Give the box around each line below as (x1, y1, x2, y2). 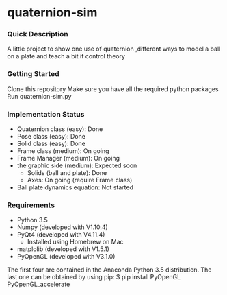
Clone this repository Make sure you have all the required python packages (7, 84, 219, 93)
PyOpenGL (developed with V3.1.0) (16, 252, 116, 261)
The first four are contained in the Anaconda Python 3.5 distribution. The (7, 265, 212, 274)
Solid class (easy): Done (16, 139, 85, 148)
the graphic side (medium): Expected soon (16, 161, 137, 169)
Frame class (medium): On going (16, 147, 109, 155)
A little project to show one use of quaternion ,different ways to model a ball (7, 45, 221, 53)
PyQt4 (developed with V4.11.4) (16, 231, 105, 239)
